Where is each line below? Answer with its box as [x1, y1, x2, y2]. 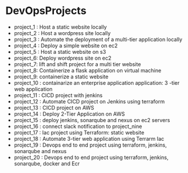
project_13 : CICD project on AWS [13, 104, 94, 111]
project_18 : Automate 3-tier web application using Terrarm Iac [13, 135, 165, 142]
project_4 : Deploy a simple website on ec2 [13, 42, 118, 49]
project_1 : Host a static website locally [13, 23, 107, 30]
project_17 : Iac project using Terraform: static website [13, 129, 145, 136]
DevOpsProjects [5, 4, 87, 18]
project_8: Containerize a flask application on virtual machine [13, 67, 162, 74]
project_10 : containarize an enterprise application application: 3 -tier [13, 79, 180, 86]
